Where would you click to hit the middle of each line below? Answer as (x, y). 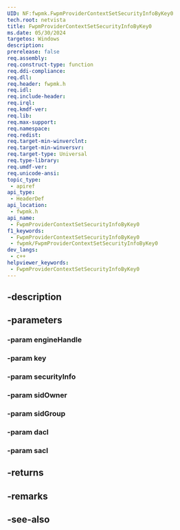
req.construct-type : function (50, 65)
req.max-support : (32, 122)
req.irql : (21, 103)
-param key (27, 358)
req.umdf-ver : (27, 167)
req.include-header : (37, 97)
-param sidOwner (37, 395)
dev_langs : (23, 250)
